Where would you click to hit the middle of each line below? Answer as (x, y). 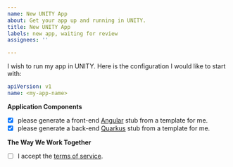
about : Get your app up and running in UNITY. (77, 20)
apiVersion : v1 (30, 87)
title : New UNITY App (39, 27)
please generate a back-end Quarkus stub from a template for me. (114, 128)
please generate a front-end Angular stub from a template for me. (113, 120)
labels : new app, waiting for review (63, 33)
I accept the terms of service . (60, 156)
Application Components (45, 106)
